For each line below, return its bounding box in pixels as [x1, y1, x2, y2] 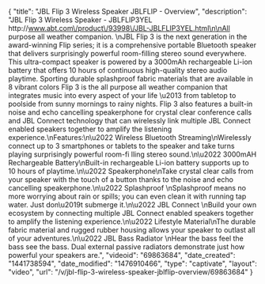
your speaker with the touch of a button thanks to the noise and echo [8, 175, 233, 184]
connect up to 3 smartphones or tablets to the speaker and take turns [8, 142, 235, 150]
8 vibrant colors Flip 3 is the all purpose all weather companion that [8, 82, 228, 92]
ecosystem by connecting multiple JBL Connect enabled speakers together [8, 209, 255, 218]
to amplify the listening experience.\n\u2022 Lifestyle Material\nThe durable [8, 217, 256, 226]
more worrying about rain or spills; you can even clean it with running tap [8, 191, 247, 201]
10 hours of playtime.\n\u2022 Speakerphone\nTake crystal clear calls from [8, 166, 254, 176]
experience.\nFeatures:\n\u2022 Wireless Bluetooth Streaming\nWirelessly [8, 133, 252, 142]
